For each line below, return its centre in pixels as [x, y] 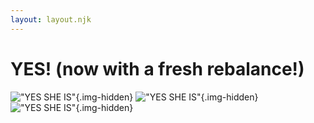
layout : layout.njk [51, 19]
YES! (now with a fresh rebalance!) [157, 68]
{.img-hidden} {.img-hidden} [167, 97]
